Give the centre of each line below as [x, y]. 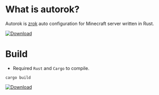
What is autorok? [42, 9]
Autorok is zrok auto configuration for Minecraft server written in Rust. [80, 23]
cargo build [18, 78]
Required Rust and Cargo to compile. [51, 68]
